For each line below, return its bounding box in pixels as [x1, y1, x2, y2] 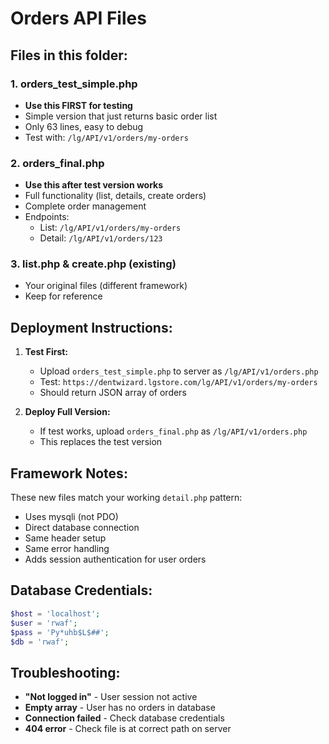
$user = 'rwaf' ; [10, 618, 78, 628]
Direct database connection [24, 522, 140, 534]
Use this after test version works [24, 179, 164, 191]
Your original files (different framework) [24, 280, 188, 292]
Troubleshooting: [10, 664, 121, 681]
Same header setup [24, 532, 107, 544]
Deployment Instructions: [10, 319, 173, 336]
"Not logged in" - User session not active [24, 691, 198, 703]
